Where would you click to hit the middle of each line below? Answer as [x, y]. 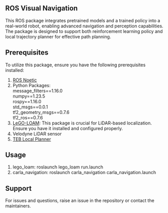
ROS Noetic [25, 80]
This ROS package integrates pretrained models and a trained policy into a [83, 20]
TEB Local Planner [32, 139]
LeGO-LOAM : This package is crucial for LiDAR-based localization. [82, 123]
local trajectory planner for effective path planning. [58, 36]
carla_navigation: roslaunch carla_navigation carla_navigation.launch [84, 173]
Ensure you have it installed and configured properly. [68, 128]
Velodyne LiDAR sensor [37, 134]
